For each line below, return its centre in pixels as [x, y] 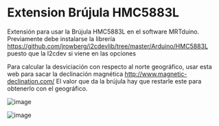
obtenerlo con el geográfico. [47, 88]
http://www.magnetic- [156, 74]
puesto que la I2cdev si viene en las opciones [71, 53]
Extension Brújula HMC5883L [93, 13]
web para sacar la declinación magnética [65, 74]
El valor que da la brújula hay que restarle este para [129, 81]
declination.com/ [31, 81]
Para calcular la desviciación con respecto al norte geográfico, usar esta [109, 66]
